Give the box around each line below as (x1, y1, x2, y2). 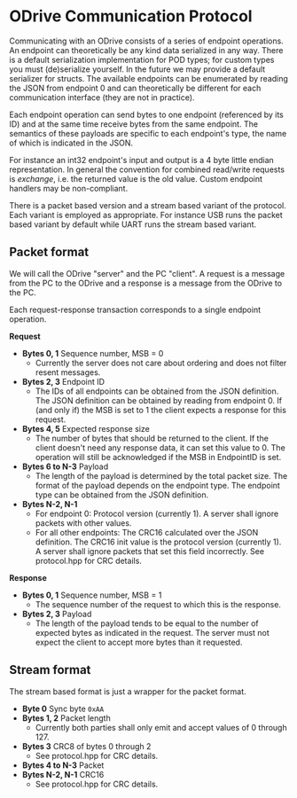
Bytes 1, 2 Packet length (21, 712, 111, 724)
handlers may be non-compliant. (9, 183, 129, 193)
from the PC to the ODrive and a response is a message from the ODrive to (9, 278, 282, 288)
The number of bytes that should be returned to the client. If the (35, 433, 269, 443)
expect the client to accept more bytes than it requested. (35, 637, 243, 647)
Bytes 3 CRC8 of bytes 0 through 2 (21, 740, 152, 751)
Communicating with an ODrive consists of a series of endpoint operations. (9, 35, 284, 46)
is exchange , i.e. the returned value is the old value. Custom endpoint (9, 173, 263, 184)
